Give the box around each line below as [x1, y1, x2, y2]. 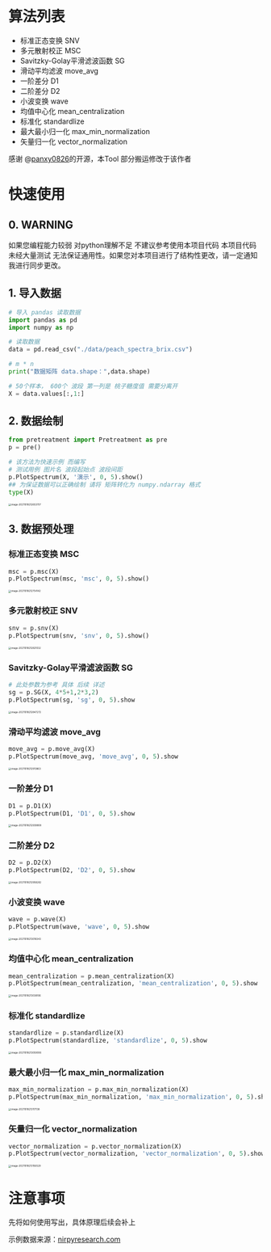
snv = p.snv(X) [8, 624, 60, 632]
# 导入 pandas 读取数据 [8, 308, 81, 316]
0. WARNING [8, 217, 74, 231]
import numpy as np [8, 323, 74, 331]
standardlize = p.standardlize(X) [8, 1028, 125, 1037]
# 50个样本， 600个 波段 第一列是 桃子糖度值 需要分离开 [8, 382, 178, 390]
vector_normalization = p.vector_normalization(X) [8, 1142, 182, 1150]
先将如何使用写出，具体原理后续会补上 [8, 1217, 135, 1227]
